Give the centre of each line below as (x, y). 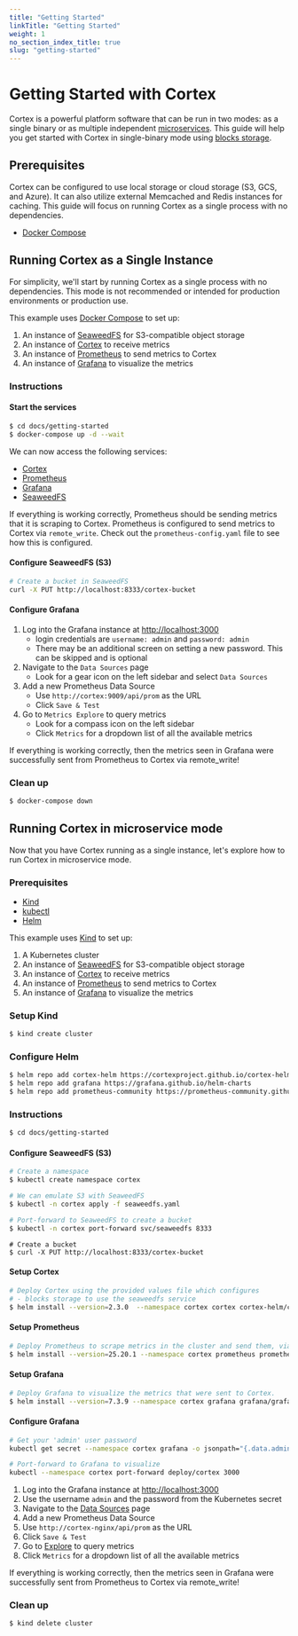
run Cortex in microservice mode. (71, 859)
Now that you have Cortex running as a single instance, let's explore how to (147, 850)
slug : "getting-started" (55, 51)
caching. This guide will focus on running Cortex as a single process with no (149, 206)
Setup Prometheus (44, 1327)
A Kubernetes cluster (61, 955)
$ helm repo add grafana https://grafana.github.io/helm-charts (130, 1083)
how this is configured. (51, 542)
